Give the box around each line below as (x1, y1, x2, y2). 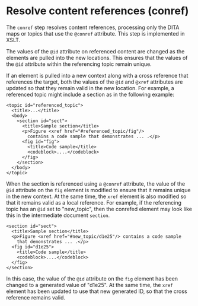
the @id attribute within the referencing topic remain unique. (6, 60, 152, 68)
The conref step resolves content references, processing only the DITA (6, 24, 180, 31)
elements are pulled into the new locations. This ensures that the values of (6, 54, 188, 61)
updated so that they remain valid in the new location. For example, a (6, 84, 175, 91)
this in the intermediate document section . (6, 212, 110, 219)
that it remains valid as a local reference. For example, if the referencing (6, 199, 182, 206)
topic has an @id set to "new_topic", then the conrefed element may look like (6, 205, 193, 212)
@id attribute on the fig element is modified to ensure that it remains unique (6, 186, 191, 193)
